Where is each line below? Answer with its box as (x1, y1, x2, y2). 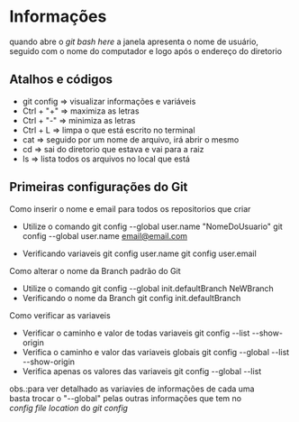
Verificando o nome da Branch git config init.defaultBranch (22, 292, 241, 303)
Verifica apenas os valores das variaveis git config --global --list (22, 365, 262, 376)
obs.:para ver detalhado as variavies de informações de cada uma (9, 383, 255, 394)
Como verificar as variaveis (9, 309, 111, 321)
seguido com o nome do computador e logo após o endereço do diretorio (9, 45, 282, 56)
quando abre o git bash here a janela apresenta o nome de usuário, (9, 36, 259, 47)
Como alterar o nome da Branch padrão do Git (9, 265, 182, 276)
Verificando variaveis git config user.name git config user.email (22, 248, 257, 259)
